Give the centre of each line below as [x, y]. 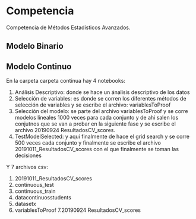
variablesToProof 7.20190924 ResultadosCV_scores [78, 210]
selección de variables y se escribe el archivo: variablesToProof [93, 105]
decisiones [28, 155]
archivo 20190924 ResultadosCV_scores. [65, 130]
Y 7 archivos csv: [27, 167]
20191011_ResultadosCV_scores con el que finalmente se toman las [97, 149]
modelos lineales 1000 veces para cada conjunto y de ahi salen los [97, 118]
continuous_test [34, 185]
